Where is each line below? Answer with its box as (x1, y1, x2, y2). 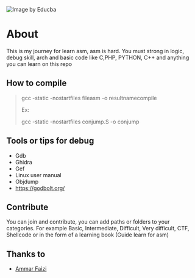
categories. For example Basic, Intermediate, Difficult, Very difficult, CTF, (6, 225, 190, 232)
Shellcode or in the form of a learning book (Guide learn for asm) (6, 231, 169, 238)
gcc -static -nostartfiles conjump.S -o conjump (21, 118, 140, 125)
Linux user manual (15, 171, 62, 178)
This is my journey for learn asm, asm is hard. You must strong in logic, (6, 47, 185, 54)
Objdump (15, 178, 39, 185)
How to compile (6, 78, 67, 89)
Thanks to (6, 249, 46, 259)
